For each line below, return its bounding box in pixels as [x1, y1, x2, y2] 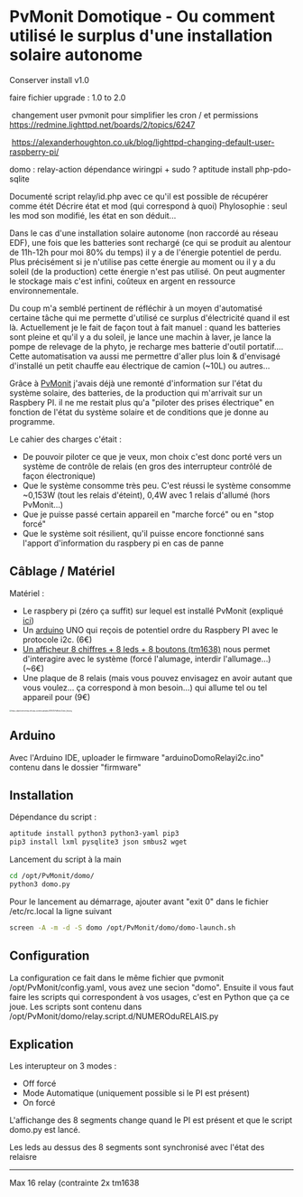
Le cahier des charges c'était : [9, 434, 122, 444]
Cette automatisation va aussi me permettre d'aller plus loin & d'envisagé [9, 351, 281, 361]
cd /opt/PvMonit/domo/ [9, 872, 95, 881]
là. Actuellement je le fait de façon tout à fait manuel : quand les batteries [9, 322, 281, 332]
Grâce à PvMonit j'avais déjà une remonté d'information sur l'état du [9, 378, 263, 388]
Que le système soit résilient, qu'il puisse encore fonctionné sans [22, 528, 264, 538]
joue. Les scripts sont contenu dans [9, 1001, 142, 1012]
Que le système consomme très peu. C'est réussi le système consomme [22, 480, 291, 491]
